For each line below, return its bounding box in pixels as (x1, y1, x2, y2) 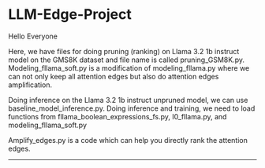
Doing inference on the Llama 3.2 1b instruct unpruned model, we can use (8, 95, 248, 104)
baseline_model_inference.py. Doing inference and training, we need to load (8, 104, 256, 113)
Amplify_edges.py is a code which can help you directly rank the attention (8, 135, 248, 144)
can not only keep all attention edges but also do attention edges (8, 71, 219, 81)
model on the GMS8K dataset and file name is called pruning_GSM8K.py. (8, 55, 244, 64)
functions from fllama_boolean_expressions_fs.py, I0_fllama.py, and (8, 111, 227, 121)
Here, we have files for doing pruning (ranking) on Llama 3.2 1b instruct (8, 46, 240, 56)
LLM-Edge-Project (8, 5, 132, 24)
